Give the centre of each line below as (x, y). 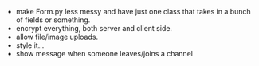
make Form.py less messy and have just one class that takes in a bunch (133, 12)
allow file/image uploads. (57, 37)
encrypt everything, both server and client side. (94, 28)
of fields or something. (53, 20)
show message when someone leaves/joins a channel (104, 54)
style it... (30, 45)
